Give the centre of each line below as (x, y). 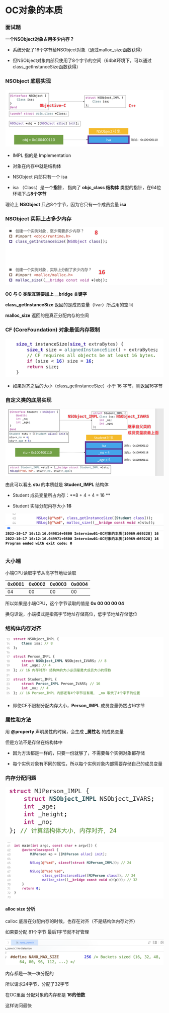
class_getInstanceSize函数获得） (47, 67)
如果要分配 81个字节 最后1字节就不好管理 (47, 932)
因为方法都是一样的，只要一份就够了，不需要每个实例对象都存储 (78, 753)
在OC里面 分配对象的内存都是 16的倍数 (45, 994)
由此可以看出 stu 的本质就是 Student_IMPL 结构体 (57, 485)
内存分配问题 (21, 778)
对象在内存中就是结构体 (37, 166)
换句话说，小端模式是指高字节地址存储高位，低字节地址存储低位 (71, 614)
